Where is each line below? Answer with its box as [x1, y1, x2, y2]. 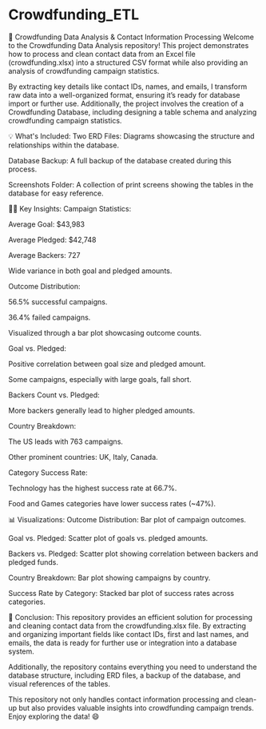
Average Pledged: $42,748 [8, 235, 97, 244]
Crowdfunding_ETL [8, 6, 140, 24]
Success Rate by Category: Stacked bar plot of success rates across [8, 588, 234, 598]
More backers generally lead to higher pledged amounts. [8, 405, 196, 415]
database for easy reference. [8, 188, 104, 198]
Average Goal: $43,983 [8, 219, 85, 229]
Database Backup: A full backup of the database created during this [8, 155, 232, 165]
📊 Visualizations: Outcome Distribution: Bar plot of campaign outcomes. [8, 514, 246, 524]
